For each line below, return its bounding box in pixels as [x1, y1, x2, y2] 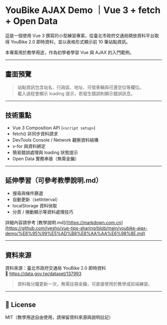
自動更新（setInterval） [12, 196, 61, 202]
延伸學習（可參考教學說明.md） [5, 176, 103, 184]
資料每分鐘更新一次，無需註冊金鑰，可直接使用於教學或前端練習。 [17, 281, 153, 287]
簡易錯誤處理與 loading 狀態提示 [12, 149, 79, 155]
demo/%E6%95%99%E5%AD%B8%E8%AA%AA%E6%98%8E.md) [5, 230, 146, 237]
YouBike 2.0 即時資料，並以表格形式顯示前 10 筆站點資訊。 [10, 38, 131, 45]
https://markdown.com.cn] [68, 220, 123, 226]
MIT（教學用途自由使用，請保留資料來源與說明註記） [5, 315, 113, 320]
